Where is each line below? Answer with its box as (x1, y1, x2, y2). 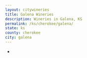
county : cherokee (5, 30, 41, 35)
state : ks (5, 26, 26, 31)
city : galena (5, 35, 32, 40)
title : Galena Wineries (5, 12, 54, 17)
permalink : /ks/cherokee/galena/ (5, 21, 74, 26)
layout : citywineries (5, 7, 50, 12)
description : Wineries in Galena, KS (5, 16, 83, 21)
